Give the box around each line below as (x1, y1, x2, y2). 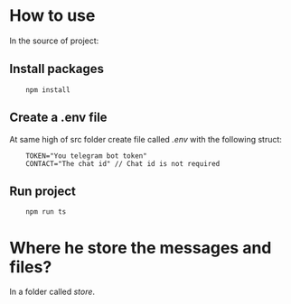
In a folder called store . (9, 286, 96, 298)
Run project (9, 183, 77, 198)
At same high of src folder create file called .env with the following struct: (9, 134, 283, 144)
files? (9, 256, 52, 277)
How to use (9, 5, 96, 26)
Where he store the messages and (9, 237, 272, 258)
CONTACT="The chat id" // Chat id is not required (25, 159, 221, 168)
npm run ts (25, 207, 67, 216)
